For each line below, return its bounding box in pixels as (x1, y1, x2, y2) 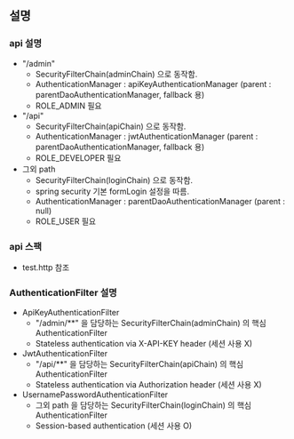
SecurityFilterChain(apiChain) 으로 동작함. (35, 121, 187, 132)
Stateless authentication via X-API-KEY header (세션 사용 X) (35, 339, 253, 349)
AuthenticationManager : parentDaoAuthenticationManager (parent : (35, 196, 286, 206)
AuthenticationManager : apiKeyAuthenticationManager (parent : (35, 78, 272, 89)
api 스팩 (9, 240, 43, 252)
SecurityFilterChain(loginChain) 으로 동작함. (35, 174, 194, 185)
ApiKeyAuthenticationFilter (21, 307, 120, 318)
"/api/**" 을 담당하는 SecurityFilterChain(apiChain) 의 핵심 (35, 359, 244, 370)
